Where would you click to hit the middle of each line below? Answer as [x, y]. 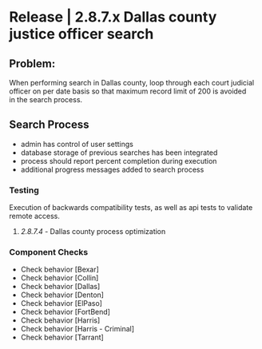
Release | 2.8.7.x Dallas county [113, 17]
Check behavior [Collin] [60, 278]
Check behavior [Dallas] [60, 287]
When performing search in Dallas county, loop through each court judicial [132, 83]
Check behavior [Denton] [62, 295]
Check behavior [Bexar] [60, 270]
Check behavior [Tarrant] [62, 337]
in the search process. [46, 99]
